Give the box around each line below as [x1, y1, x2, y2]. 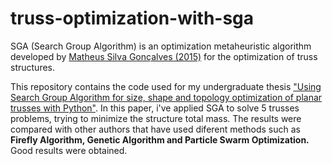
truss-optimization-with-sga [10, 7, 255, 30]
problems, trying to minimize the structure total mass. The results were [10, 112, 302, 124]
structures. [10, 61, 55, 73]
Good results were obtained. [10, 144, 128, 156]
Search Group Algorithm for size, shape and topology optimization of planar [10, 91, 323, 103]
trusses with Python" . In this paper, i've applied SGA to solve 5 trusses [10, 102, 300, 114]
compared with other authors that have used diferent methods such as [10, 123, 301, 135]
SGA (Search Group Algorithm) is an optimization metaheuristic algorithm [10, 40, 312, 52]
